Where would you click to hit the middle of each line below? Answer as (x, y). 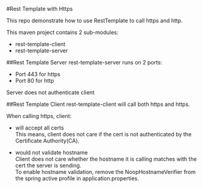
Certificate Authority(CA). (47, 141)
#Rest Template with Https (40, 9)
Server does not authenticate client (50, 92)
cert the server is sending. (48, 165)
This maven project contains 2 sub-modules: (62, 32)
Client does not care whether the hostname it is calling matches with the (106, 159)
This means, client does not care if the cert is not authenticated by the (103, 134)
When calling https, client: (39, 116)
